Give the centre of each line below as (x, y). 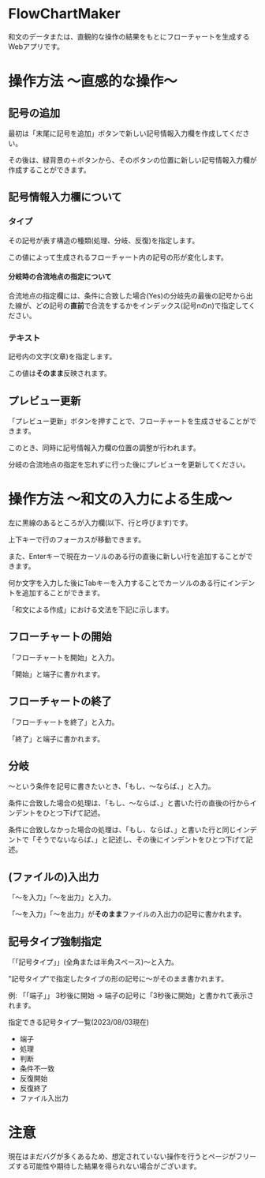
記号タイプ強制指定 (55, 942)
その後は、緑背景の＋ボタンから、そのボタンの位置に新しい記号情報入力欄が (132, 159)
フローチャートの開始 (60, 637)
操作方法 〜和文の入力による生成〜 (120, 499)
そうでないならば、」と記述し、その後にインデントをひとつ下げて (141, 840)
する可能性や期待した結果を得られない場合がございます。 (108, 1166)
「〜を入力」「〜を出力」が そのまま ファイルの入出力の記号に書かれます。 (127, 914)
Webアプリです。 (36, 46)
